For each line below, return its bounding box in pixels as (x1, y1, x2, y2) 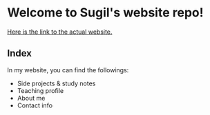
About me (17, 94, 46, 102)
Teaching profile (17, 86, 64, 94)
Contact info (17, 101, 53, 109)
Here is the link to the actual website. (7, 28, 113, 36)
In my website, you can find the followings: (7, 65, 129, 74)
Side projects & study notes (17, 79, 96, 87)
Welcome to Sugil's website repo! (7, 5, 204, 21)
